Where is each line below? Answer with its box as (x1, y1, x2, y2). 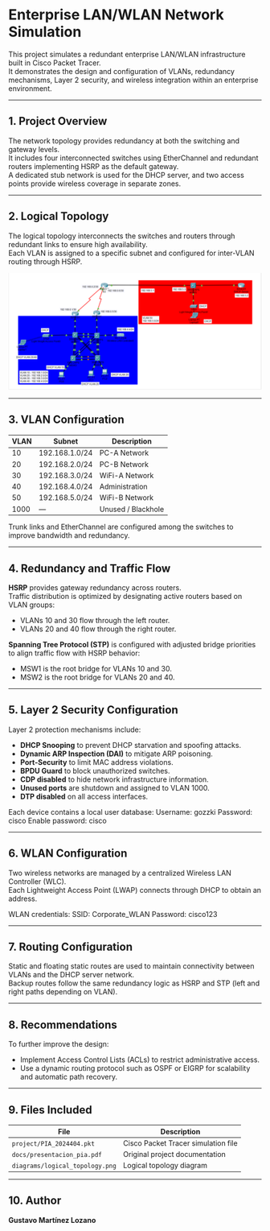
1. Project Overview (8, 114, 108, 128)
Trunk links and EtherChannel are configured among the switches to (8, 522, 234, 532)
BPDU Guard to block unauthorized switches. (19, 766, 170, 775)
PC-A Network (99, 448, 149, 458)
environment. (8, 83, 52, 93)
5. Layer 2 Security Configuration (8, 703, 178, 717)
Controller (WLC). (8, 876, 67, 886)
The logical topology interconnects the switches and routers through (8, 231, 235, 241)
